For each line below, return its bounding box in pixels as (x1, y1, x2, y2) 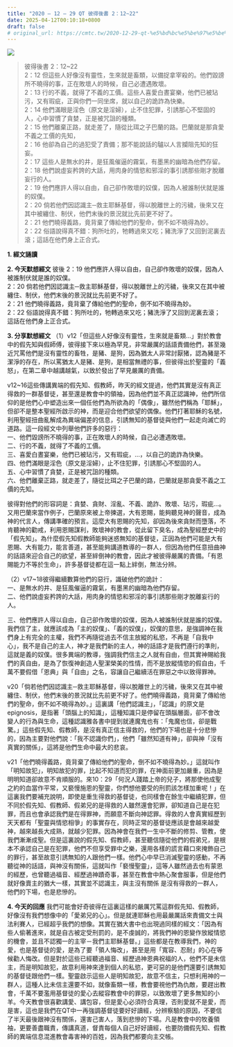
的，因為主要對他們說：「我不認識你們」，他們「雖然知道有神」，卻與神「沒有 (7, 734, 223, 743)
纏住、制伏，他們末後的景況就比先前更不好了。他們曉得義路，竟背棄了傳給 (7, 691, 220, 700)
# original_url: (7, 29, 54, 37)
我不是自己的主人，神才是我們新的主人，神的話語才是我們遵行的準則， (21, 642, 223, 650)
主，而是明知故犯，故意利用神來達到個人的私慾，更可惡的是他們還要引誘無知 (7, 963, 226, 971)
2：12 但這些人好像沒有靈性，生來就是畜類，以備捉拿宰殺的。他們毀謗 (24, 71, 225, 80)
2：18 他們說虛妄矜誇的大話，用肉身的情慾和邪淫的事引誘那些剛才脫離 (24, 166, 225, 175)
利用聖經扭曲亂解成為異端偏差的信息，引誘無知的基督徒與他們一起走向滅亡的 (7, 416, 226, 424)
